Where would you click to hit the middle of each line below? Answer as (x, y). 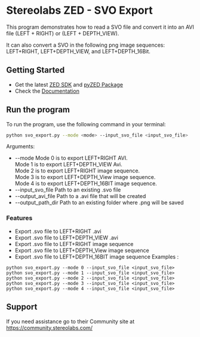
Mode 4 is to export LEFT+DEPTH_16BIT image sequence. (86, 184)
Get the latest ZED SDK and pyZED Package (69, 84)
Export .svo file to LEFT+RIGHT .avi (58, 231)
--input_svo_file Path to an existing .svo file (68, 190)
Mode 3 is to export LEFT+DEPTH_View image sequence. (85, 177)
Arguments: (21, 147)
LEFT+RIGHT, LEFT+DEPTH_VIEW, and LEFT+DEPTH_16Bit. (79, 51)
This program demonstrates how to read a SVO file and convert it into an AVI (100, 27)
